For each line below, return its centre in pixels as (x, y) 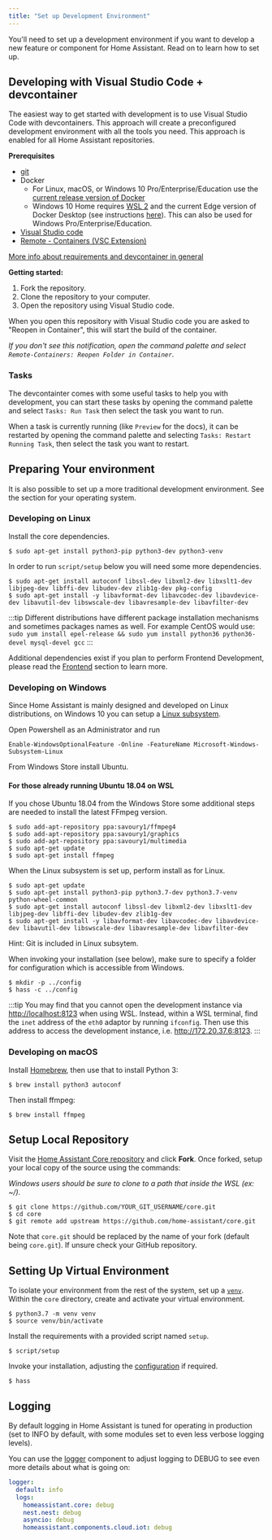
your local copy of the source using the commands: (95, 1168)
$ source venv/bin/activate (56, 1321)
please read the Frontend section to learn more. (88, 666)
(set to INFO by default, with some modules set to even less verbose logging (136, 1434)
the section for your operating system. (72, 497)
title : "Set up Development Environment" (80, 16)
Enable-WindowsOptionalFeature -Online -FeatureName (99, 745)
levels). (20, 1443)
